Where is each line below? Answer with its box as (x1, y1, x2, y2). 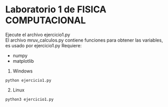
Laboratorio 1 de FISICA (5, 4, 107, 15)
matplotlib (12, 58, 34, 64)
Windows (12, 68, 33, 74)
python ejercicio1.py (5, 78, 52, 83)
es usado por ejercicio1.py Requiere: (5, 42, 82, 48)
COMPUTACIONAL (5, 14, 86, 26)
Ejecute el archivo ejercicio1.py (5, 31, 71, 38)
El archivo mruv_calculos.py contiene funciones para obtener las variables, (5, 37, 163, 43)
